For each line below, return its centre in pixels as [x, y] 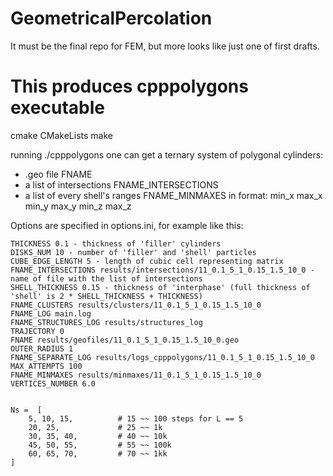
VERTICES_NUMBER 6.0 [53, 383]
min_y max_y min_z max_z [78, 206]
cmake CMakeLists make [61, 135]
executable [57, 108]
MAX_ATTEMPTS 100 [46, 366]
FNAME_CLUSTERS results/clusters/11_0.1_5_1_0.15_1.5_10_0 [136, 305]
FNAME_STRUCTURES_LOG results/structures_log [106, 322]
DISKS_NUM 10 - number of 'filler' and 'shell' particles [133, 252]
